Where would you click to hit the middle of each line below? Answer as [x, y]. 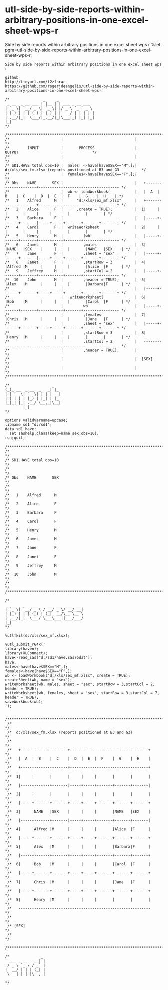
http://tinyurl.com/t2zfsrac [35, 82]
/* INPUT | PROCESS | [71, 148]
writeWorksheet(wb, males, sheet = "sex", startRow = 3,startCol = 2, [80, 684]
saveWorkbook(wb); [24, 702]
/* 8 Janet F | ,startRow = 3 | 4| [76, 262]
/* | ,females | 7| [76, 315]
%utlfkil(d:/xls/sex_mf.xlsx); [38, 636]
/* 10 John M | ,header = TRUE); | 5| [76, 280]
